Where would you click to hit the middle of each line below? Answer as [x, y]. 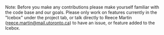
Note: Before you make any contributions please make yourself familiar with [82, 7]
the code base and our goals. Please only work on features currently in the [81, 12]
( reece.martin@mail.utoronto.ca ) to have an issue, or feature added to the [80, 23]
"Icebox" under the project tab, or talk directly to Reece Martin [69, 17]
